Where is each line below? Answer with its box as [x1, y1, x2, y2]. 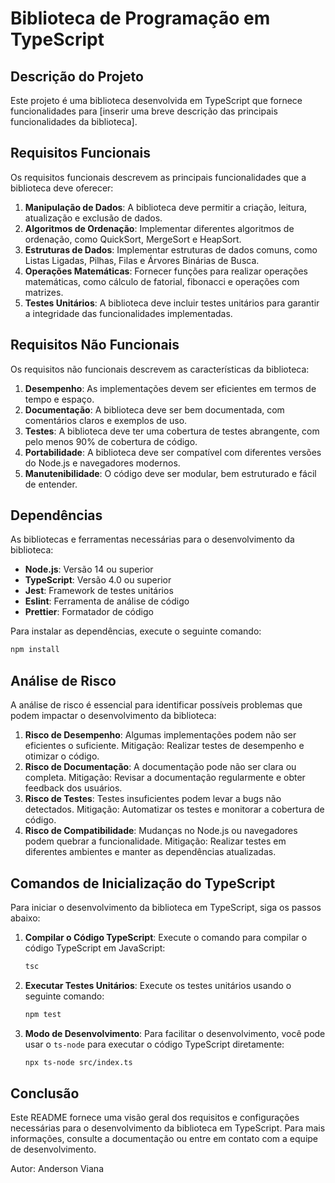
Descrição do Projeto [10, 68, 144, 85]
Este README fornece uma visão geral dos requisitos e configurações [10, 1112, 300, 1124]
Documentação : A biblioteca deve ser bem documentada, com [24, 403, 285, 416]
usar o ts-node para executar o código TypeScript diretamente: [24, 1038, 285, 1050]
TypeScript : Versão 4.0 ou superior [24, 574, 172, 586]
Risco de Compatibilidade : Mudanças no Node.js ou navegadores [24, 825, 298, 837]
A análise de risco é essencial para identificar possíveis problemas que [10, 699, 303, 711]
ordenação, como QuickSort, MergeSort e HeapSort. [24, 233, 242, 245]
